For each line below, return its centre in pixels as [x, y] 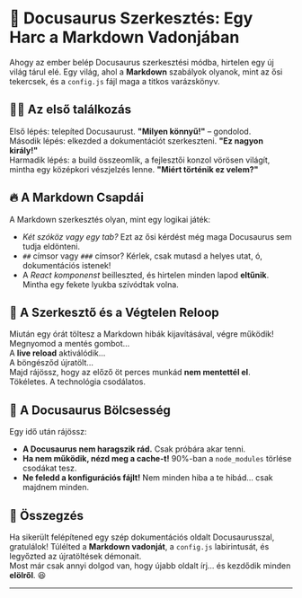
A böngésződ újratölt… [52, 363]
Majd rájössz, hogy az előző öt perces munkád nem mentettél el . [130, 373]
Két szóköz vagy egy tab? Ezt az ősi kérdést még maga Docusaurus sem [157, 236]
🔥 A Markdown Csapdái [76, 198]
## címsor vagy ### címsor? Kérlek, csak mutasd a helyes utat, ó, [142, 256]
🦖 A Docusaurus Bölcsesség [90, 410]
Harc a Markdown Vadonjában [124, 37]
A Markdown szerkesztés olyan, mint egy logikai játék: [110, 219]
